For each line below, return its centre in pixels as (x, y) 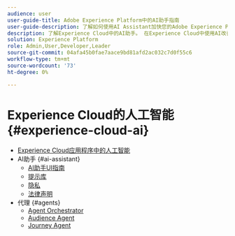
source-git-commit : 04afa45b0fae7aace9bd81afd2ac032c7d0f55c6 (100, 53)
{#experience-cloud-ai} (78, 130)
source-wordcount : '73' (42, 66)
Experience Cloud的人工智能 (91, 115)
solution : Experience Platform (53, 40)
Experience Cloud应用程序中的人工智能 (74, 150)
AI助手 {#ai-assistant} (49, 159)
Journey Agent (49, 226)
